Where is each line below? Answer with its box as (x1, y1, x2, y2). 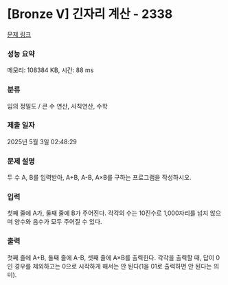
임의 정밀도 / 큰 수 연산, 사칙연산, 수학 (7, 102, 108, 110)
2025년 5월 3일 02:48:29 (7, 137, 77, 146)
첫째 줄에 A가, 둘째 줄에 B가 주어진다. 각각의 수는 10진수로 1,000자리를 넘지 (7, 209, 209, 217)
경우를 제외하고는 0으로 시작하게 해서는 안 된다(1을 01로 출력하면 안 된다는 (14, 262, 212, 270)
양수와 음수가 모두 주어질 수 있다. (14, 218, 102, 226)
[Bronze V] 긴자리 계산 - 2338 (7, 6, 173, 22)
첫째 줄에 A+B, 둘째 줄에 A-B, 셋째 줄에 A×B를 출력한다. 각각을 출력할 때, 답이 (7, 253, 215, 262)
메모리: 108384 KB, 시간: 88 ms (7, 66, 94, 74)
